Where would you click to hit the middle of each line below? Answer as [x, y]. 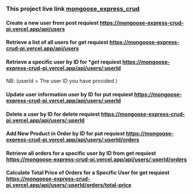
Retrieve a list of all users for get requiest [57, 42]
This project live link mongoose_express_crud [73, 9]
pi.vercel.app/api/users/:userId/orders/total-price [69, 185]
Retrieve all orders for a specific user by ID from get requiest [81, 153]
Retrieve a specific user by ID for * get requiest [64, 62]
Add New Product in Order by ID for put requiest [65, 134]
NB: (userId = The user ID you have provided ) [62, 81]
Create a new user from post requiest [53, 23]
